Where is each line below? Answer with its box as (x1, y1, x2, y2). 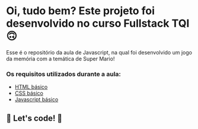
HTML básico (14, 83, 48, 91)
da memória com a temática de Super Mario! (6, 55, 115, 62)
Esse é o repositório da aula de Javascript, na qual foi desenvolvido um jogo (6, 49, 193, 56)
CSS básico (14, 90, 43, 97)
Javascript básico (14, 96, 59, 103)
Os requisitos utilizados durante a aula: (6, 70, 122, 78)
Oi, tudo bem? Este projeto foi (6, 4, 155, 18)
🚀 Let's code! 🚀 (6, 113, 63, 123)
